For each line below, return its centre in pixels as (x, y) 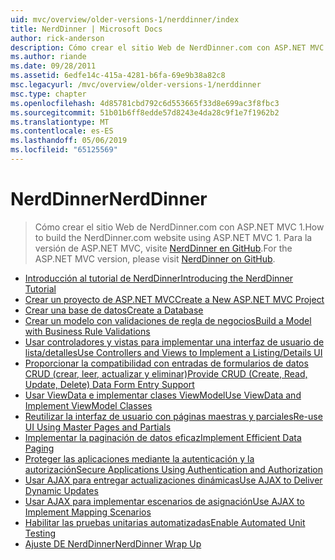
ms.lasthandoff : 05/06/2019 (69, 141)
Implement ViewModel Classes (88, 405)
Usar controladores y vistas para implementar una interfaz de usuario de (174, 342)
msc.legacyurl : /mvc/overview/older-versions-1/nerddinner (136, 85)
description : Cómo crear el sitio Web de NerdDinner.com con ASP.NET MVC (167, 47)
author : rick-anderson (57, 38)
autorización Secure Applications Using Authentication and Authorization (173, 469)
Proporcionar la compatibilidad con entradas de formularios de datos (166, 363)
